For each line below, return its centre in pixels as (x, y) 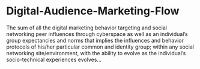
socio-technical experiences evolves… (54, 59)
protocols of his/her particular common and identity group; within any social (100, 47)
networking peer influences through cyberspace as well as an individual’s (97, 34)
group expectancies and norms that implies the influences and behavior (95, 40)
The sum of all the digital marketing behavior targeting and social (86, 28)
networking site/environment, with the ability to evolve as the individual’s (96, 53)
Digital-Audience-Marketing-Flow (93, 11)
